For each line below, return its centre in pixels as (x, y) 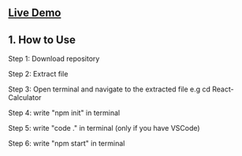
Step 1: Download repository (54, 59)
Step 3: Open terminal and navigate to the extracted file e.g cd (110, 89)
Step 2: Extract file (38, 74)
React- (223, 89)
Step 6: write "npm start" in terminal (67, 143)
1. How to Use (42, 40)
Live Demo (35, 13)
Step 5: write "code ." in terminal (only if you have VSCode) (104, 128)
